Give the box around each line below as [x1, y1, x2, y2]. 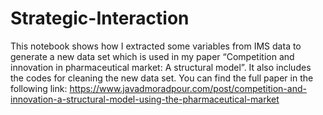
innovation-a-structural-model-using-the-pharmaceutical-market [10, 93, 280, 105]
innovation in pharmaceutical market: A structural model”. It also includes [10, 61, 312, 73]
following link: [10, 82, 68, 94]
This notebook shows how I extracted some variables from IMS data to [10, 40, 302, 52]
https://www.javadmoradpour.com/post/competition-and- [69, 82, 307, 94]
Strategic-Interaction [10, 7, 190, 30]
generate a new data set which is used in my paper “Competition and [10, 50, 295, 62]
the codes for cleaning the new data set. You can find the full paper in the [10, 72, 314, 84]
